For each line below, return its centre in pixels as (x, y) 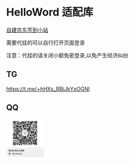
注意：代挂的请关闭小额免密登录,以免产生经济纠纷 (67, 55)
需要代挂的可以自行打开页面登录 (45, 42)
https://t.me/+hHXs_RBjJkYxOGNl (48, 89)
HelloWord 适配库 (50, 12)
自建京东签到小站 (27, 30)
